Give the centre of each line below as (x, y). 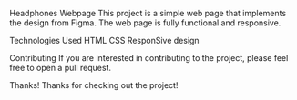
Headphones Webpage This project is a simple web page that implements (148, 13)
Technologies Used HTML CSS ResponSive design (104, 40)
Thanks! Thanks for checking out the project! (94, 85)
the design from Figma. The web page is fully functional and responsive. (145, 23)
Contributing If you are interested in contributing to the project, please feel (149, 58)
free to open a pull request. (61, 68)
